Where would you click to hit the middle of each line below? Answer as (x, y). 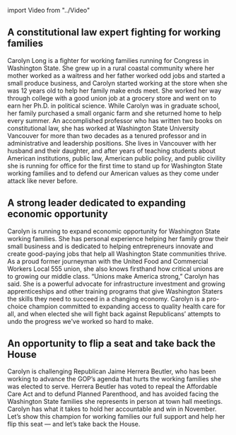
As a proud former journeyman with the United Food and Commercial (108, 261)
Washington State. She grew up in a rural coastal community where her (111, 68)
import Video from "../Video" (49, 10)
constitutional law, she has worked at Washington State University (103, 128)
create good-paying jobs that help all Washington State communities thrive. (117, 253)
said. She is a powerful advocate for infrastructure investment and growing (116, 284)
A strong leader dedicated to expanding (96, 203)
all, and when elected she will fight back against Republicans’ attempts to (114, 313)
